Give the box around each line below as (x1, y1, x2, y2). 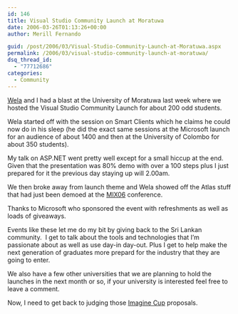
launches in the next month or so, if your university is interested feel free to (7, 277, 228, 286)
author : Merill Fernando (7, 30, 81, 38)
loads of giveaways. (7, 211, 66, 220)
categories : (7, 69, 43, 77)
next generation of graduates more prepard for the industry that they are (7, 248, 220, 256)
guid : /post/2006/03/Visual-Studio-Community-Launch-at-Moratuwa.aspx (7, 43, 222, 51)
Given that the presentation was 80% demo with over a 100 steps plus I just (7, 161, 229, 169)
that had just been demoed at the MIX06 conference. (7, 190, 163, 199)
